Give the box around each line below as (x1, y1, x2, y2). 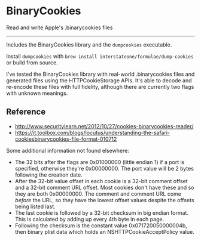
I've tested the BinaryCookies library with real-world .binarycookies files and (6, 70, 195, 78)
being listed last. (14, 203, 56, 210)
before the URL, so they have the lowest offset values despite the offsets (14, 196, 194, 203)
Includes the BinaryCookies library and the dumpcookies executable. (6, 41, 172, 48)
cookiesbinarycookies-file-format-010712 (14, 135, 117, 143)
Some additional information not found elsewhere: (6, 147, 130, 154)
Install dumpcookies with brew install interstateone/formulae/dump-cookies (6, 52, 194, 60)
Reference (6, 107, 46, 117)
